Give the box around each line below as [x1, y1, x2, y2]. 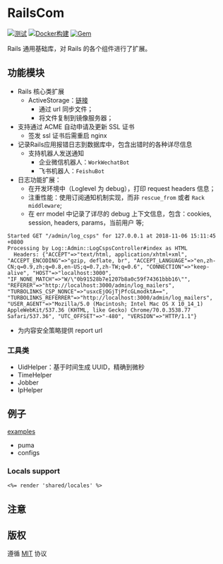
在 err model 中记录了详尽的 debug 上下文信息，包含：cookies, [28, 209, 212, 218]
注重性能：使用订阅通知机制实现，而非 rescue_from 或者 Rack [28, 193, 205, 201]
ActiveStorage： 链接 [28, 95, 88, 104]
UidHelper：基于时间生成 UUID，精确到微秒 [17, 363, 145, 372]
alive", [7, 269, 30, 276]
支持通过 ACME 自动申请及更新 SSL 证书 [17, 122, 135, 131]
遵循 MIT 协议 [7, 549, 47, 558]
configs [17, 448, 40, 457]
